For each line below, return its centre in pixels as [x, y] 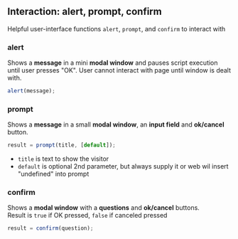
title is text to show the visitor [63, 159]
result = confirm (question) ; [50, 228]
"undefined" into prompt [53, 174]
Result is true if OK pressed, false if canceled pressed [87, 216]
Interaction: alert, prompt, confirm [85, 12]
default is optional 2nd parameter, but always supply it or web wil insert [123, 166]
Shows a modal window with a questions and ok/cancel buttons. [104, 208]
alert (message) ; [31, 91]
